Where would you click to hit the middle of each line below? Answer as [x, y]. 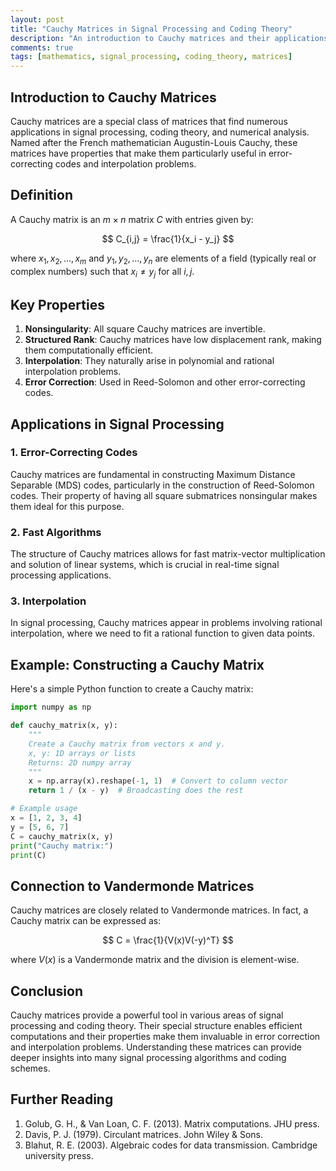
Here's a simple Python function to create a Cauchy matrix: [132, 689]
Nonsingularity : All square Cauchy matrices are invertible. [145, 329]
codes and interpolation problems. [125, 163]
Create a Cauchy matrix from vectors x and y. [127, 744]
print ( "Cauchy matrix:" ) [62, 846]
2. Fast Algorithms [56, 532]
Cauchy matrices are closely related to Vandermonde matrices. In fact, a [159, 910]
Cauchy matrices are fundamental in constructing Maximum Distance [153, 474]
